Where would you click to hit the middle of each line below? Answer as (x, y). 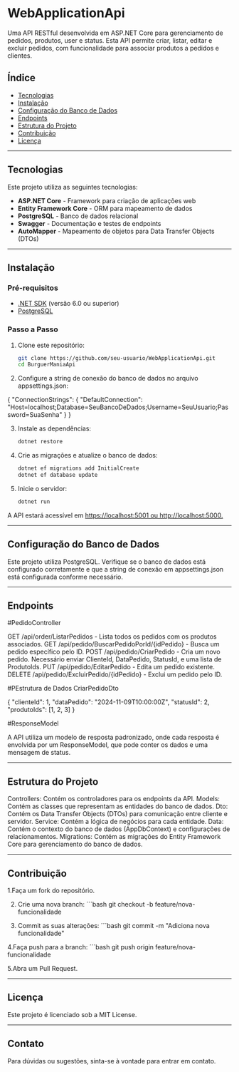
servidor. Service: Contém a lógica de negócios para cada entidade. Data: (116, 822)
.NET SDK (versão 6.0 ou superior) (68, 304)
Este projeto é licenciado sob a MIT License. (72, 1014)
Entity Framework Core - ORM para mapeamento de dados (105, 208)
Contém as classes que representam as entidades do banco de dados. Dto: (118, 806)
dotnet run (34, 501)
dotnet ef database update (58, 475)
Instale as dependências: (54, 428)
